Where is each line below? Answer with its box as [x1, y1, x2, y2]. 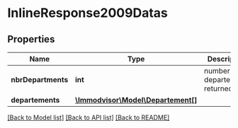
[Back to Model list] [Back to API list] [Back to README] [7, 113, 170, 122]
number [204, 66, 230, 76]
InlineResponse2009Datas [7, 5, 168, 21]
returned [204, 83, 233, 93]
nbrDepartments [11, 75, 69, 84]
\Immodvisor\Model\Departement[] [74, 95, 198, 105]
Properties [7, 33, 55, 45]
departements [11, 95, 60, 105]
